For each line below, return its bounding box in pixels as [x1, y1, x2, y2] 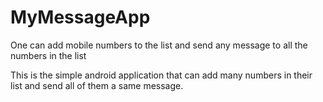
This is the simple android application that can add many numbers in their [10, 69, 313, 81]
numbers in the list [10, 49, 87, 61]
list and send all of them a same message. [10, 79, 184, 91]
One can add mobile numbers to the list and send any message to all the [10, 39, 308, 51]
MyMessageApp [10, 6, 151, 29]
